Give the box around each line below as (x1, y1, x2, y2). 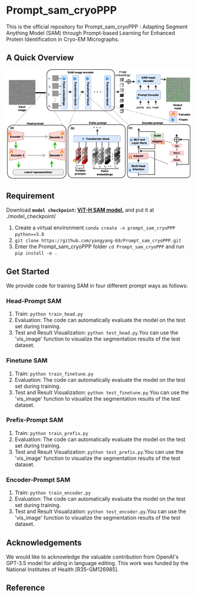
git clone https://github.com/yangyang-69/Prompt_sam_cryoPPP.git (14, 238, 182, 244)
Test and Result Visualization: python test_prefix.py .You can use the (14, 448, 184, 455)
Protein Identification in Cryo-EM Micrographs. (6, 35, 120, 43)
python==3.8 (14, 232, 44, 238)
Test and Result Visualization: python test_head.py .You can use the (14, 329, 179, 336)
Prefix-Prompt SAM (6, 416, 64, 424)
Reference (6, 583, 45, 593)
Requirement (6, 190, 55, 201)
